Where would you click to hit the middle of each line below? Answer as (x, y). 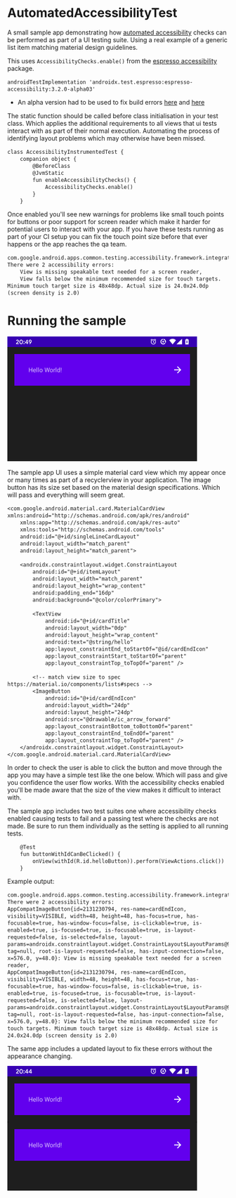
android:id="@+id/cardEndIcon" (91, 698)
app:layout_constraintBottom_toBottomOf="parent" (119, 726)
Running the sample (67, 321)
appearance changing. (40, 1056)
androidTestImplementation (47, 82)
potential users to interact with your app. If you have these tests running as (116, 229)
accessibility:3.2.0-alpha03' (52, 89)
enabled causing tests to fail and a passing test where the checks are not (113, 818)
